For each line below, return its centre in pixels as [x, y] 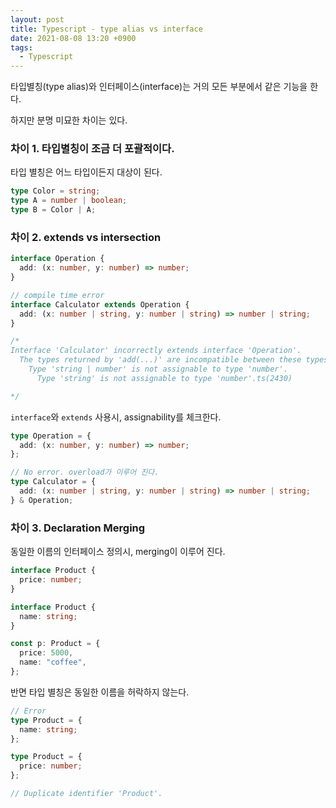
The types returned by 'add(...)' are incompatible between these [160, 360]
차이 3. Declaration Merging [78, 528]
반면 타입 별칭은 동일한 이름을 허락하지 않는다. [100, 692]
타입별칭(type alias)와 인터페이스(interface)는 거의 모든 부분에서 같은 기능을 [159, 87]
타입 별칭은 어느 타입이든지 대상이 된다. [86, 172]
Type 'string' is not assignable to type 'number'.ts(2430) [164, 378]
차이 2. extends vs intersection [86, 237]
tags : [21, 47]
